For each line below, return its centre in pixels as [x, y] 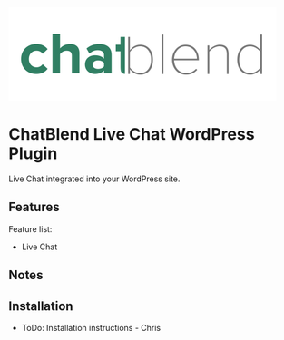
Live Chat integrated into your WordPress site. [94, 179]
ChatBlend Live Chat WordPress [132, 135]
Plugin [33, 154]
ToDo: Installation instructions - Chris [91, 327]
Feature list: [30, 228]
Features [34, 207]
